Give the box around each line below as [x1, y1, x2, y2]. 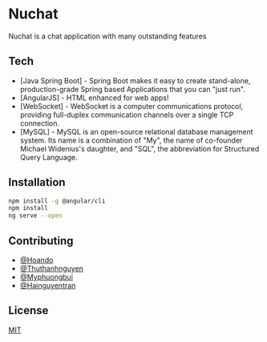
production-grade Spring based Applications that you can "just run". [19, 84, 246, 94]
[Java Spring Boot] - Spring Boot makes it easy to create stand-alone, [19, 75, 251, 85]
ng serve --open [8, 211, 63, 220]
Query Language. [19, 152, 78, 162]
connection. [19, 118, 60, 128]
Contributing [8, 234, 74, 247]
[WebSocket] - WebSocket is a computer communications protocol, [19, 101, 244, 111]
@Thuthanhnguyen [19, 264, 84, 273]
